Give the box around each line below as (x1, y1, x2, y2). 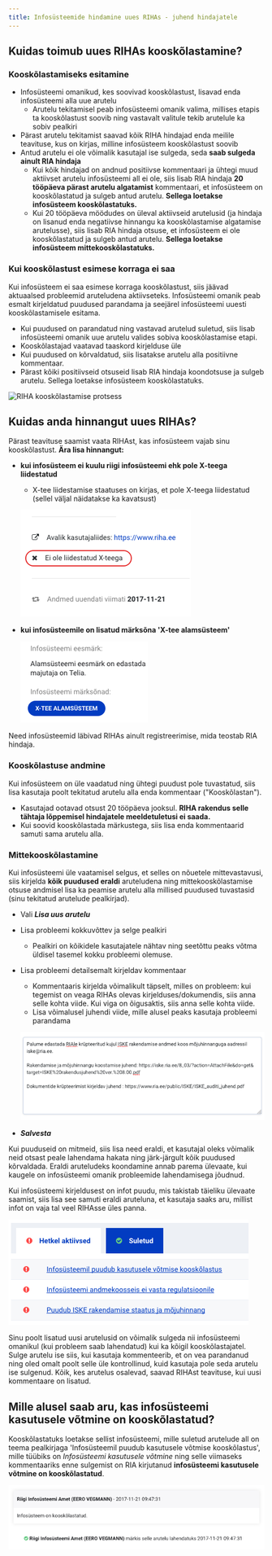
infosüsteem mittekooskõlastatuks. (32, 243, 155, 252)
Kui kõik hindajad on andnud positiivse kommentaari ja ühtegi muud (32, 165, 258, 175)
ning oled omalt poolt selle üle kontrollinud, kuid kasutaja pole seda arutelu (8, 1359, 258, 1369)
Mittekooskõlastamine (8, 849, 99, 861)
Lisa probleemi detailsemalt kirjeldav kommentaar (19, 966, 187, 975)
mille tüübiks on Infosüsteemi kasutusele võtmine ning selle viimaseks (8, 1452, 242, 1462)
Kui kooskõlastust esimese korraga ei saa (8, 263, 176, 274)
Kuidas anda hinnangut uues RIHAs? (8, 415, 196, 428)
